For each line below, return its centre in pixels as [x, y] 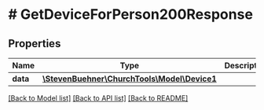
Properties [35, 44]
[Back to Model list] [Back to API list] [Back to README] [98, 98]
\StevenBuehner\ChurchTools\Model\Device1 [130, 79]
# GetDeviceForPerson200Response [131, 15]
